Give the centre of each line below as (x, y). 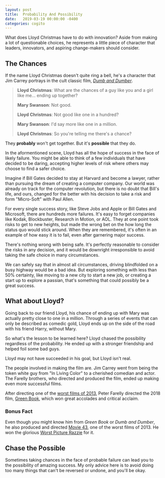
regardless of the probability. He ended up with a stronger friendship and (79, 343)
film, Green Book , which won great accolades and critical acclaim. (72, 398)
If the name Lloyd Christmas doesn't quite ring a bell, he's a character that (80, 76)
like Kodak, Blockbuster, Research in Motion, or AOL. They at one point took (82, 219)
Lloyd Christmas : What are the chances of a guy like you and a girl (85, 90)
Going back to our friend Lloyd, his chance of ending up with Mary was (77, 313)
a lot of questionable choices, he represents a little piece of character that (80, 43)
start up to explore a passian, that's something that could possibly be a (77, 280)
